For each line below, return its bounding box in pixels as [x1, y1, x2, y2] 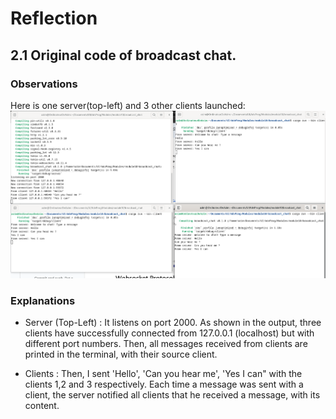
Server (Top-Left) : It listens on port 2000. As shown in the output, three [24, 317, 322, 329]
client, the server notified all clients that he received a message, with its [24, 389, 321, 401]
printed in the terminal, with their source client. [24, 348, 218, 361]
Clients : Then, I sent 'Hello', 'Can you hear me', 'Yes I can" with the [24, 368, 303, 380]
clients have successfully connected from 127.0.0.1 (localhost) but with [24, 327, 315, 339]
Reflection [10, 7, 98, 30]
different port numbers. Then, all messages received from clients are [24, 338, 308, 350]
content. [24, 400, 60, 412]
